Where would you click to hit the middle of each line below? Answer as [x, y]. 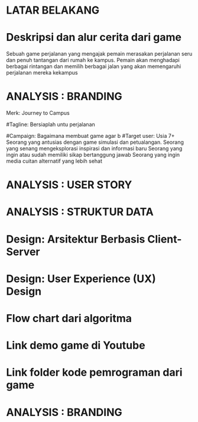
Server [23, 252]
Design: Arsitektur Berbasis [76, 239]
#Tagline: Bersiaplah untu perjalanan [51, 124]
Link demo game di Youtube [76, 345]
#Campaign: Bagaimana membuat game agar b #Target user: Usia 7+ [91, 136]
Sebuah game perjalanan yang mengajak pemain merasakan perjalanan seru [99, 54]
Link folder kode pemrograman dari [94, 373]
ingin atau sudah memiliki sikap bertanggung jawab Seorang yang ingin [93, 155]
